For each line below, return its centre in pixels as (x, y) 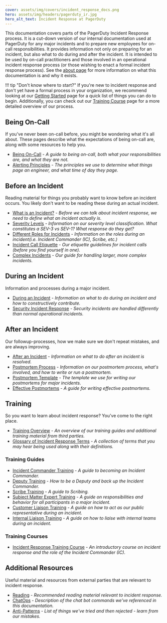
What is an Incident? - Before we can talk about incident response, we (84, 213)
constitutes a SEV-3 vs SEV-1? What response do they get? (73, 229)
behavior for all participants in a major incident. (61, 502)
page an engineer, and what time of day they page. (65, 170)
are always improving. (28, 346)
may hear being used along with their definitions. (63, 447)
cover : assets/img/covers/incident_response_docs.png (62, 10)
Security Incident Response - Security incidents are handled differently (85, 308)
